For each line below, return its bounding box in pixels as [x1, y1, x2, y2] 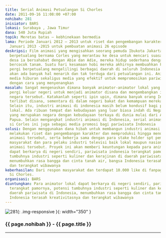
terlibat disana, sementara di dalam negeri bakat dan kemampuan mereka [9, 99, 163, 104]
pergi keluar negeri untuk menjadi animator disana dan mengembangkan [9, 90, 158, 95]
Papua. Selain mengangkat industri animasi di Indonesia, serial [9, 117, 147, 122]
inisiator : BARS [5, 21, 39, 26]
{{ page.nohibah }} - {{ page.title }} [5, 221, 91, 228]
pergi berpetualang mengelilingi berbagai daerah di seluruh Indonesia [9, 67, 161, 72]
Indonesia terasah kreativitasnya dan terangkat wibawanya [9, 195, 134, 200]
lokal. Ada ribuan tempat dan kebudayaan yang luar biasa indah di [9, 108, 152, 113]
